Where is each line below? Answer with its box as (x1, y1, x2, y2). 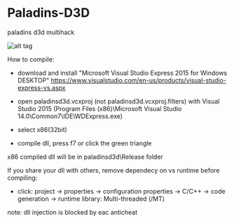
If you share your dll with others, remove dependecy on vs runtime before (7, 166, 220, 174)
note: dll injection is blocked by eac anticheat (7, 208, 138, 216)
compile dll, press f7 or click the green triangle (17, 138, 152, 148)
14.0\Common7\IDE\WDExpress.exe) (17, 112, 123, 120)
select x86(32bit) (17, 125, 68, 134)
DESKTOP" (17, 75, 50, 85)
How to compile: (7, 55, 55, 64)
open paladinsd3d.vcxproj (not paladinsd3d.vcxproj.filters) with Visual (17, 96, 220, 106)
